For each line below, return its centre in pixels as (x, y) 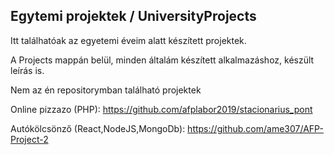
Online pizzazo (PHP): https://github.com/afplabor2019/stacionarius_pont (161, 109)
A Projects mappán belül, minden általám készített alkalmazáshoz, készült (162, 60)
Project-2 (29, 139)
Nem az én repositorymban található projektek (106, 90)
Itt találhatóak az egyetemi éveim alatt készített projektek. (128, 40)
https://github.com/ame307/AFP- (255, 128)
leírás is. (27, 70)
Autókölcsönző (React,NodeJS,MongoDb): (98, 128)
